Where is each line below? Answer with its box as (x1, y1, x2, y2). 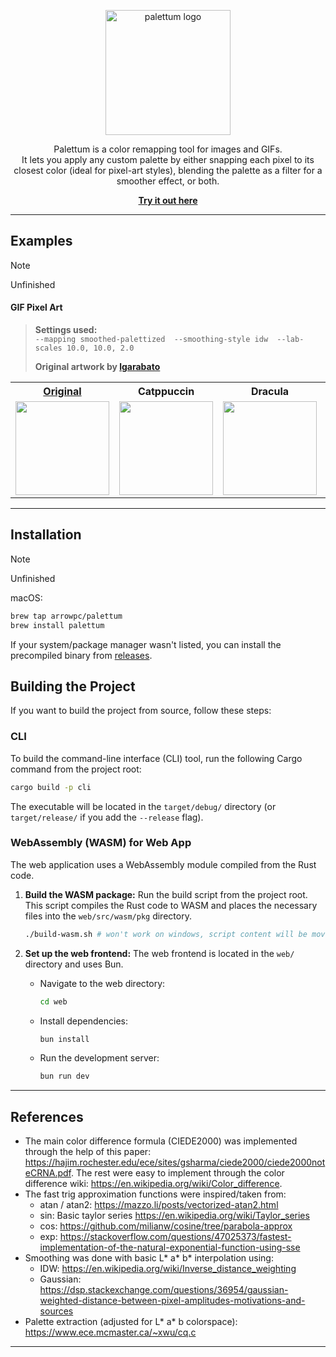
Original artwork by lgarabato (34, 361, 161, 373)
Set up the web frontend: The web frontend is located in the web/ (24, 947, 295, 959)
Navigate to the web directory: (39, 977, 166, 989)
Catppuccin (137, 385, 195, 399)
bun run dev (39, 1071, 90, 1082)
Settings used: (34, 324, 98, 336)
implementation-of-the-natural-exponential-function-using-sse (39, 1241, 301, 1254)
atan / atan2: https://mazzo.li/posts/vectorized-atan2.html (39, 1199, 279, 1211)
